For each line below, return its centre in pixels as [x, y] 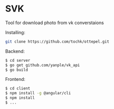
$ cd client [18, 88]
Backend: [15, 51]
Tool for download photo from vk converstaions [55, 23]
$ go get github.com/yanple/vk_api [43, 65]
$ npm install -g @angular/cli [38, 93]
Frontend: [15, 79]
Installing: [15, 32]
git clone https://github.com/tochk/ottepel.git [57, 41]
